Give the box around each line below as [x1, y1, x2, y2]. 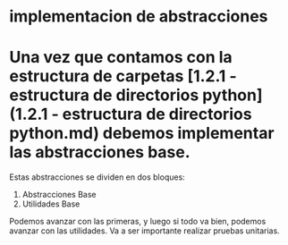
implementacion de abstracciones [9, 6, 268, 27]
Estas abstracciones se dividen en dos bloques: [9, 172, 185, 182]
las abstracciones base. [9, 142, 191, 163]
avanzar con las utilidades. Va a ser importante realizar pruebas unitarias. [9, 225, 280, 236]
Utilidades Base [21, 199, 80, 209]
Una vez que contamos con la [9, 47, 233, 68]
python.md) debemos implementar [9, 123, 275, 144]
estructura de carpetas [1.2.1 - [9, 66, 237, 87]
